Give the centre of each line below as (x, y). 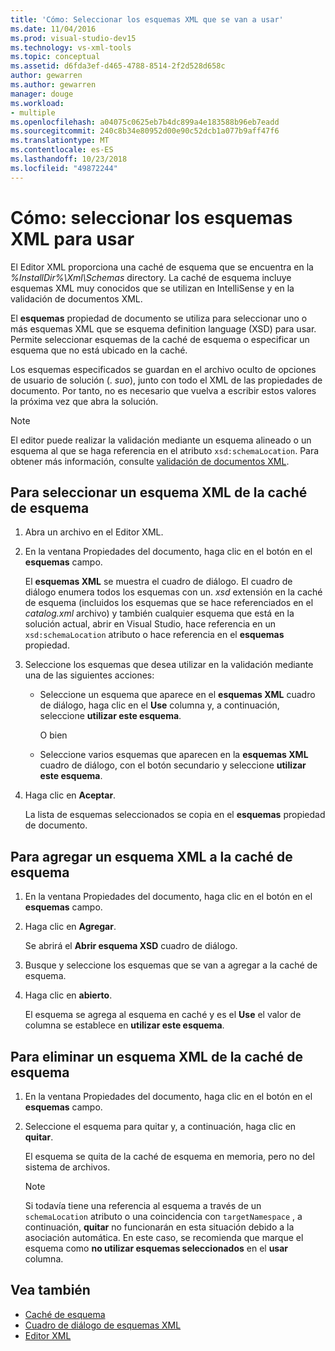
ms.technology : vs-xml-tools (71, 47)
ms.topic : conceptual (55, 57)
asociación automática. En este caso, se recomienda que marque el (164, 1237)
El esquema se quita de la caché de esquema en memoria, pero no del (169, 1156)
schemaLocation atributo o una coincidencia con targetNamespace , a (163, 1216)
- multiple (33, 112)
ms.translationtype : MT (60, 141)
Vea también (50, 1290)
